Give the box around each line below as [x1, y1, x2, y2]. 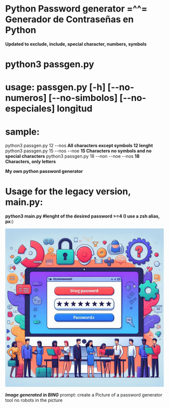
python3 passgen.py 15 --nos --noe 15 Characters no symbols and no [5, 148, 152, 154]
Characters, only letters [5, 159, 56, 165]
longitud [57, 103, 93, 115]
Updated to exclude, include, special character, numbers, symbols [5, 41, 147, 47]
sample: [5, 126, 40, 137]
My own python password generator [5, 168, 83, 174]
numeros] [5, 92, 47, 104]
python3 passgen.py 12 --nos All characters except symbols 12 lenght [5, 143, 153, 149]
